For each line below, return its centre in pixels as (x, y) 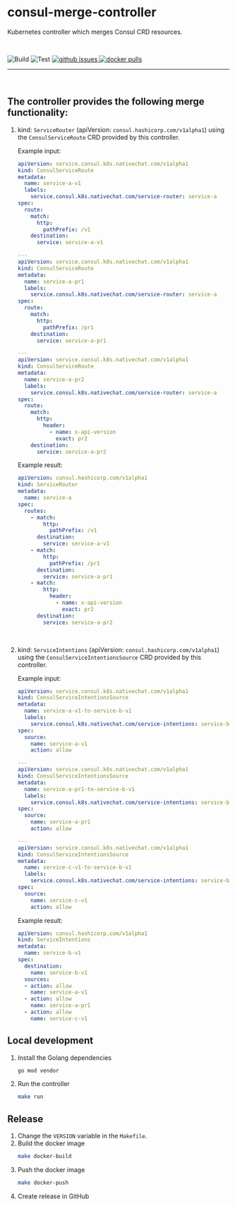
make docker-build (44, 1157)
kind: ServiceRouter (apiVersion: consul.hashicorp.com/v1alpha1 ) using (121, 129)
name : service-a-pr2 (54, 379)
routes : (36, 511)
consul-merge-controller (82, 12)
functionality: (38, 113)
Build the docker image (51, 1143)
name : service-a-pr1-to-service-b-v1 (80, 789)
